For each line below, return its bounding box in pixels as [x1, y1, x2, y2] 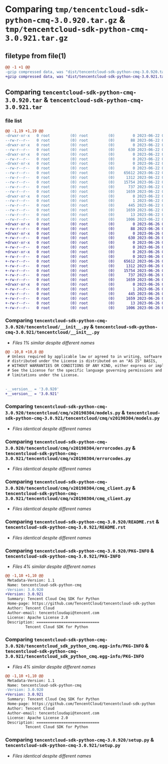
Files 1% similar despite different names [12, 339, 95, 345]
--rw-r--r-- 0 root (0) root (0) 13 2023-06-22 [5, 212, 160, 217]
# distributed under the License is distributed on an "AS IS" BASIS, [7, 358, 157, 363]
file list [5, 117, 22, 124]
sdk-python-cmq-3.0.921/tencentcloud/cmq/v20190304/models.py [5, 415, 160, 421]
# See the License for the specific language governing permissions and [7, 368, 162, 373]
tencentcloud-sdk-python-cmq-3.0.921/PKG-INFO [5, 553, 121, 559]
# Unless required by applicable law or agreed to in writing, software [7, 354, 162, 359]
